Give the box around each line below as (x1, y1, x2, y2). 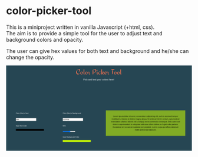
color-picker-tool (6, 4, 92, 18)
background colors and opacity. (6, 36, 84, 43)
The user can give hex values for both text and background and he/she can (6, 47, 189, 54)
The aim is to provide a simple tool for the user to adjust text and (6, 29, 163, 36)
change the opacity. (6, 54, 55, 61)
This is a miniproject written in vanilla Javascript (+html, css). (6, 24, 155, 31)
